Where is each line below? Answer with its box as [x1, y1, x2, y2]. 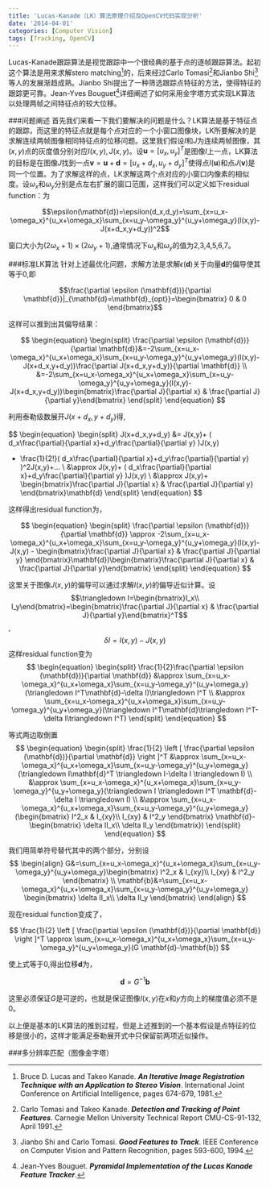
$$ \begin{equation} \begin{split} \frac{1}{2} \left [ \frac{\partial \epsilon [15, 743, 255, 753]
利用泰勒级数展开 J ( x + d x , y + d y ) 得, [8, 412, 126, 423]
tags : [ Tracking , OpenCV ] [8, 34, 95, 43]
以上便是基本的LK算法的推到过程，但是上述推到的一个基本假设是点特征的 [8, 1020, 250, 1030]
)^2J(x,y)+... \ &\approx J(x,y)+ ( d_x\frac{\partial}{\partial [19, 462, 211, 471]
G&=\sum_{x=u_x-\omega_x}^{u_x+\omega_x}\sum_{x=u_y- [65, 858, 261, 868]
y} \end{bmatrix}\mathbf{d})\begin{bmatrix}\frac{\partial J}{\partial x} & [15, 554, 255, 564]
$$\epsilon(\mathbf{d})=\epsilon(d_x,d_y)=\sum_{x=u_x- [41, 207, 229, 217]
